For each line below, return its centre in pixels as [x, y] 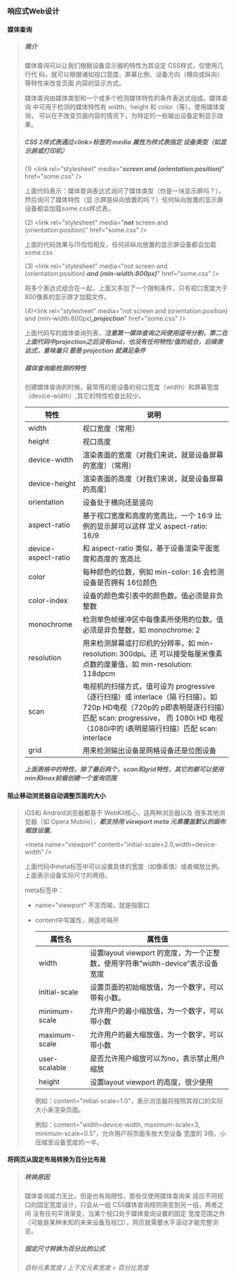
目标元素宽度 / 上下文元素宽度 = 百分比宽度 [86, 1267]
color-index [48, 601]
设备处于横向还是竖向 [118, 502]
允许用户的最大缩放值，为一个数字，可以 [157, 1035]
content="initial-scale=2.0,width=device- [158, 844]
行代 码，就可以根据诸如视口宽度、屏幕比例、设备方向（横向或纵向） [124, 75]
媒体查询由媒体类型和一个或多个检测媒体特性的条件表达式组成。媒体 [123, 98]
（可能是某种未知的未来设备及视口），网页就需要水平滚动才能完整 [118, 1222]
